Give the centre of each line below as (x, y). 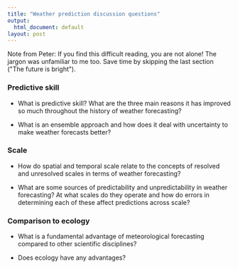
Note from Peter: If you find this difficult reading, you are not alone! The (112, 54)
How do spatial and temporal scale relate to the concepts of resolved (119, 166)
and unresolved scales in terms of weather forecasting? (99, 173)
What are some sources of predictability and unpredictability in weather (123, 187)
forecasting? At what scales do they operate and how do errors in (113, 195)
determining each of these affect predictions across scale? (104, 202)
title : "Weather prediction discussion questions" (84, 14)
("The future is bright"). (42, 69)
